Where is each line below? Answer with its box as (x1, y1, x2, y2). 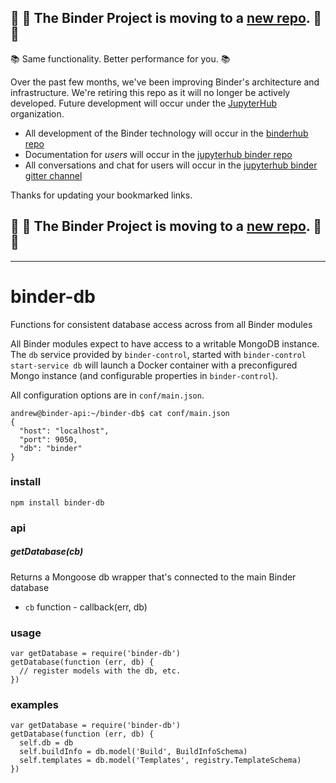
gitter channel (24, 169, 83, 181)
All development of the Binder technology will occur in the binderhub (24, 127, 309, 139)
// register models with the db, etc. (19, 666, 182, 676)
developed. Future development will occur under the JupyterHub (10, 97, 278, 109)
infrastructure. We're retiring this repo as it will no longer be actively (10, 86, 291, 98)
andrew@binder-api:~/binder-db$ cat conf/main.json (10, 408, 230, 418)
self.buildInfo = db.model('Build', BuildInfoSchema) (19, 747, 248, 757)
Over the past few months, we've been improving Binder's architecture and (10, 76, 320, 88)
